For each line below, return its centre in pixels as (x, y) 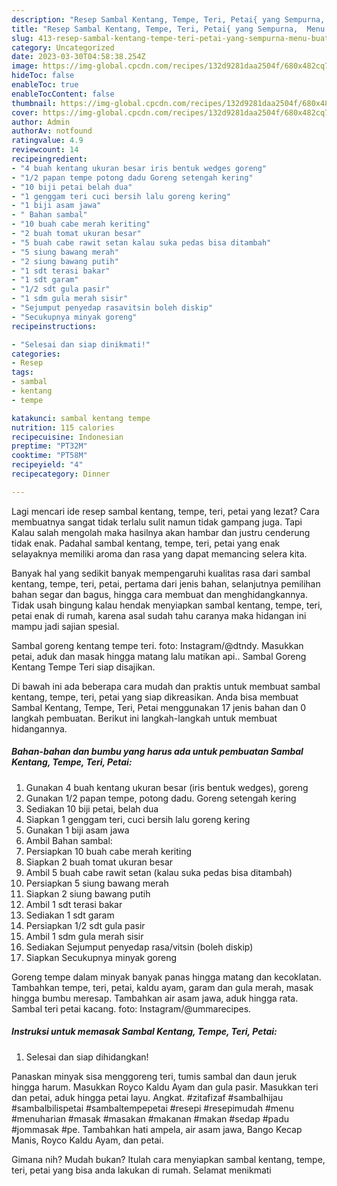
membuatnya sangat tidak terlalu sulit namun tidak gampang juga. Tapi (157, 522)
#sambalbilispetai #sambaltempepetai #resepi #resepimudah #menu (152, 1108)
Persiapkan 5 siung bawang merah (97, 883)
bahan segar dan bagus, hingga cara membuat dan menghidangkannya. (159, 594)
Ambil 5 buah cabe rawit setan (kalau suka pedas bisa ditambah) (159, 872)
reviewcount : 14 (45, 150)
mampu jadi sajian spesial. (65, 626)
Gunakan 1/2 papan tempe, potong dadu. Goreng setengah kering (161, 798)
